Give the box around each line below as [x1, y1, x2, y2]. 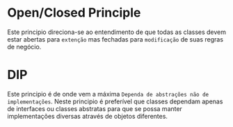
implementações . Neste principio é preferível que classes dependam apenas [7, 97, 223, 105]
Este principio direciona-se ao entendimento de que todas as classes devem [7, 28, 227, 36]
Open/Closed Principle [7, 5, 141, 21]
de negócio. [7, 42, 42, 51]
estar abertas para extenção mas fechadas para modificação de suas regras [7, 35, 224, 43]
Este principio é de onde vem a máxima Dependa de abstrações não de [7, 90, 209, 98]
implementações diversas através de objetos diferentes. [7, 112, 168, 120]
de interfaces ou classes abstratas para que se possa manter [7, 104, 183, 112]
